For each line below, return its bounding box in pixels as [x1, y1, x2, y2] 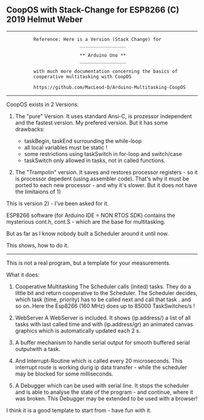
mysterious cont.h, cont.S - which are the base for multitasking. [6, 218, 166, 225]
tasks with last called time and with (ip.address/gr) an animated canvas [15, 320, 193, 328]
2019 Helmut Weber [6, 15, 83, 25]
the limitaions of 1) [15, 188, 61, 195]
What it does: [6, 271, 39, 278]
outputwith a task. [15, 345, 61, 352]
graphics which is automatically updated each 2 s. [15, 327, 141, 334]
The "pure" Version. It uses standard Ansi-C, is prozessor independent [15, 112, 192, 119]
